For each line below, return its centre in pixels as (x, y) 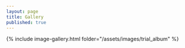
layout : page (22, 11)
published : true (26, 22)
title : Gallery (25, 17)
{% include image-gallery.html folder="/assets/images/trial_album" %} (93, 39)
